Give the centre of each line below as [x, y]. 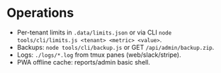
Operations [40, 13]
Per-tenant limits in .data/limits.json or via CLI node [94, 32]
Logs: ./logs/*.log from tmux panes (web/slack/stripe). [99, 55]
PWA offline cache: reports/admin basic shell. [83, 62]
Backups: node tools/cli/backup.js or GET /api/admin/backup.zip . [115, 47]
